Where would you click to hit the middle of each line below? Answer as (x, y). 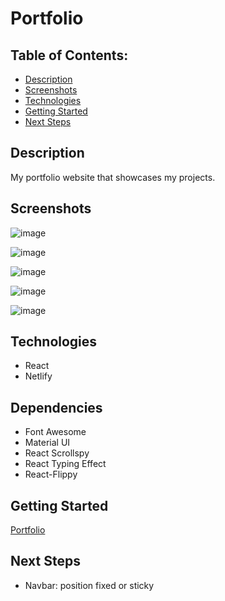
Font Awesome (55, 432)
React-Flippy (51, 474)
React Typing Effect (65, 464)
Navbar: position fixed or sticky (89, 585)
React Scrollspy (57, 453)
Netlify (38, 376)
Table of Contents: (69, 55)
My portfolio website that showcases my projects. (113, 177)
